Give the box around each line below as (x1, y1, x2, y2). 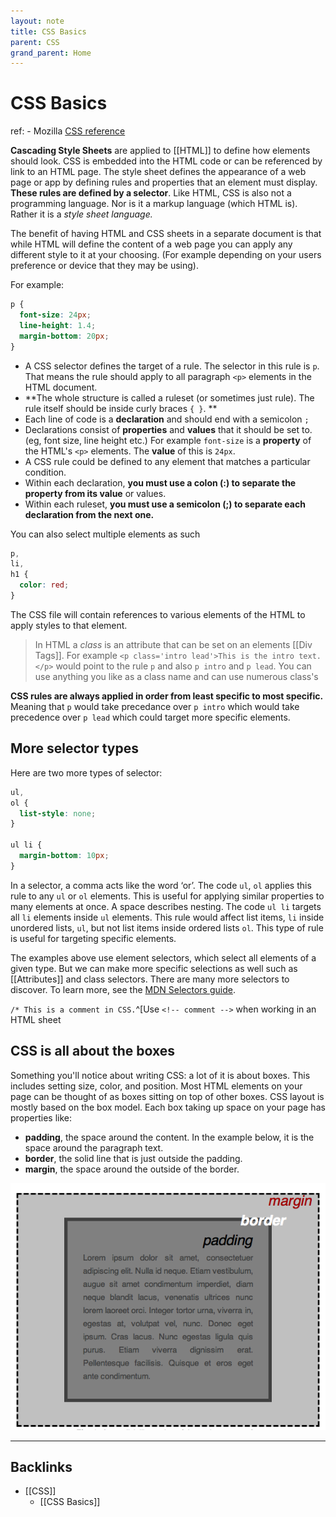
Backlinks (10, 1459, 73, 1476)
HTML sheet (10, 1013, 62, 1025)
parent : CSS (10, 37, 60, 47)
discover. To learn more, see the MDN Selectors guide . (10, 983, 236, 995)
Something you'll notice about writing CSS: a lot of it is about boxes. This (10, 1069, 311, 1081)
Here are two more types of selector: (10, 766, 163, 779)
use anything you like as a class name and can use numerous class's (34, 670, 319, 682)
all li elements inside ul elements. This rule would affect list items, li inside (10, 911, 325, 923)
